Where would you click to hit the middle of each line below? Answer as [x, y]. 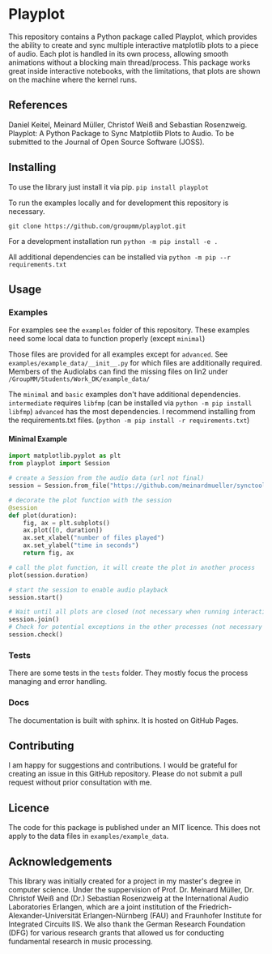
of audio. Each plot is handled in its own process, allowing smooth [119, 53]
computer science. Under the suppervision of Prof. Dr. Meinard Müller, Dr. [131, 889]
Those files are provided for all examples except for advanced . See [118, 354]
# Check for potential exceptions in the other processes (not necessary [136, 627]
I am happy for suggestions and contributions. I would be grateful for [123, 765]
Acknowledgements [60, 861]
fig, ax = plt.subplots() [67, 523]
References [38, 105]
